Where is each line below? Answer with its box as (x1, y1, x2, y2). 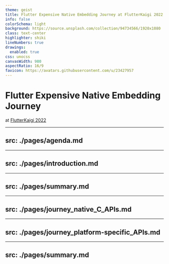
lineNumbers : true (5, 40, 44, 45)
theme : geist (5, 7, 33, 13)
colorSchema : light (5, 21, 46, 27)
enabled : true (10, 49, 39, 54)
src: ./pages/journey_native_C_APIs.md (5, 205, 132, 214)
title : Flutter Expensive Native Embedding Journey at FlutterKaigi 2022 (5, 12, 163, 17)
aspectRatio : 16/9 (5, 63, 44, 68)
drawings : (5, 45, 26, 50)
